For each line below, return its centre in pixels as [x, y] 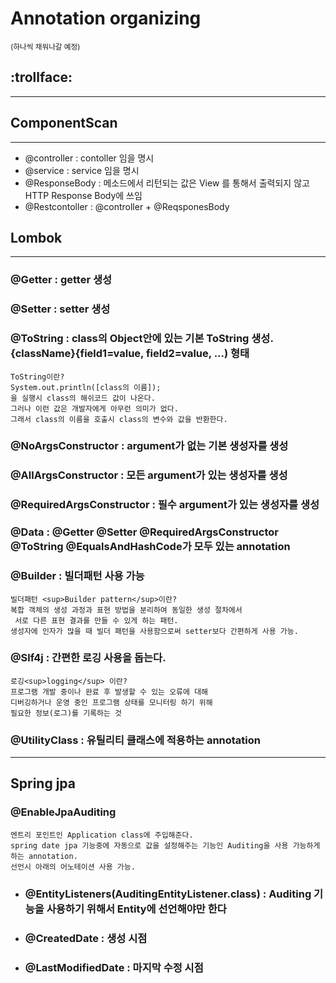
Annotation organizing [106, 18]
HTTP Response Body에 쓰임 [83, 195]
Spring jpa [43, 783]
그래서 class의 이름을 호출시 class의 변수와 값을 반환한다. [119, 419]
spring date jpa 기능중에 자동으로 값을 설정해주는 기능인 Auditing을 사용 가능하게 [165, 845]
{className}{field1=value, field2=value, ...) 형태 [130, 354]
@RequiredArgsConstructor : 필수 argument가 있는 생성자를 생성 [165, 505]
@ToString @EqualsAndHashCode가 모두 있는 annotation [150, 547]
